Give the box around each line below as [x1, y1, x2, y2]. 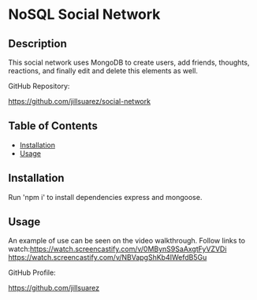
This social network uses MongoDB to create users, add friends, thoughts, [8, 57, 250, 67]
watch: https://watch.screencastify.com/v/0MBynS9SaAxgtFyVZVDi [8, 244, 227, 254]
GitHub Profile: [8, 268, 57, 277]
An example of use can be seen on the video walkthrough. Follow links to [8, 236, 246, 246]
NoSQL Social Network [8, 6, 161, 24]
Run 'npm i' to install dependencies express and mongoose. [8, 192, 203, 202]
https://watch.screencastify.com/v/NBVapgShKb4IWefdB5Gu [8, 253, 207, 262]
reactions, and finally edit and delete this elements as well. [8, 66, 199, 76]
